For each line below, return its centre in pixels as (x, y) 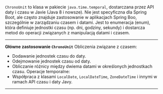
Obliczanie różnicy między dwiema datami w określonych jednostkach (82, 66)
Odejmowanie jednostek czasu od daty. (51, 61)
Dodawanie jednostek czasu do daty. (49, 56)
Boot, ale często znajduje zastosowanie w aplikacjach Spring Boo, (71, 17)
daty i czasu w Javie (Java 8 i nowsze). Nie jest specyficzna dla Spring (76, 12)
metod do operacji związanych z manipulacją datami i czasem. (67, 33)
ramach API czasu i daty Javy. (42, 82)
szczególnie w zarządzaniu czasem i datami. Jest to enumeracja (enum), (78, 22)
